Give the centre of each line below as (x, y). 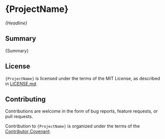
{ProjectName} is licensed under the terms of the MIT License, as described (83, 78)
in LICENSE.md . (21, 84)
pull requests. (19, 117)
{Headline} (16, 23)
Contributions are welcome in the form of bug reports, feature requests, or (82, 111)
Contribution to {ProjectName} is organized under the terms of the (73, 126)
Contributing (25, 99)
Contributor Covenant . (28, 132)
